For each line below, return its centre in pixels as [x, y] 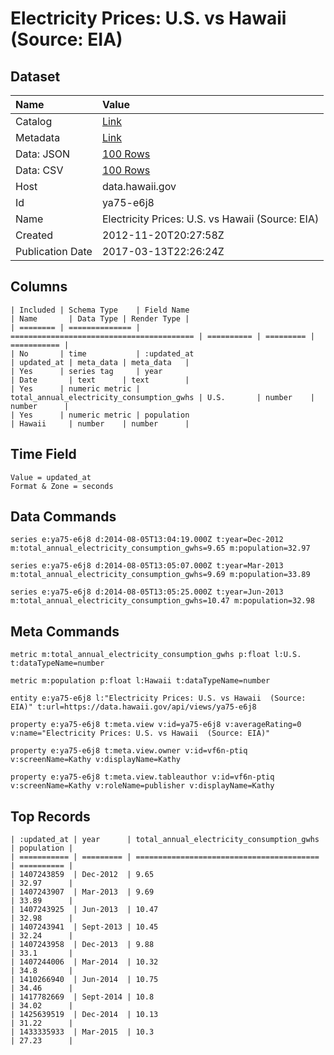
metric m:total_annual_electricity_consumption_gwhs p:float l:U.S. [156, 655]
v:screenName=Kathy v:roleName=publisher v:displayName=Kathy [142, 786]
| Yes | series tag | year [86, 371]
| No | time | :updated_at [102, 353]
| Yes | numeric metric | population [100, 415]
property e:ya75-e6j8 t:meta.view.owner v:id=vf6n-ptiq [129, 751]
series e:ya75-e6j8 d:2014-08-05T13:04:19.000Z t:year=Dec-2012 [147, 540]
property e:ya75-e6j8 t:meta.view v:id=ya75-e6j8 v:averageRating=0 [156, 725]
